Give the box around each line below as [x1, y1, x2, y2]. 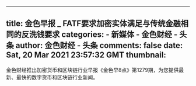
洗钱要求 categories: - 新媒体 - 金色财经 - [29, 30, 178, 40]
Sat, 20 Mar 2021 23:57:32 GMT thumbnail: [6, 50, 166, 60]
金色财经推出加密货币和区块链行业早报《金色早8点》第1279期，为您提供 [6, 66, 179, 73]
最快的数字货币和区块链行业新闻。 [16, 74, 98, 81]
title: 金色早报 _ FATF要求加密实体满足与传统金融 [6, 19, 181, 29]
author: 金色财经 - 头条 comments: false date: [15, 40, 183, 50]
